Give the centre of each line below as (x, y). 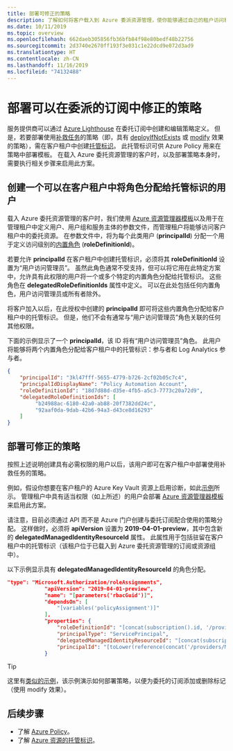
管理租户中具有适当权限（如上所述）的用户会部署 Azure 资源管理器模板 (122, 496)
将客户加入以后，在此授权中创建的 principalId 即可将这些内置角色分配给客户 (116, 309)
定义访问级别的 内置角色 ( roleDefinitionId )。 (76, 244)
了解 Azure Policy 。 (45, 732)
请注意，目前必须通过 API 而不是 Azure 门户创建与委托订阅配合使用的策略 (112, 520)
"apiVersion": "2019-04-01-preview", (99, 589)
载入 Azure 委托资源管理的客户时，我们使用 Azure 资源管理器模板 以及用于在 (115, 219)
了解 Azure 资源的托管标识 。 (58, 741)
